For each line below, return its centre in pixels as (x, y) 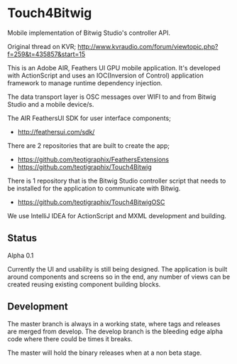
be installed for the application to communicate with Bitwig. (94, 188)
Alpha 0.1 (21, 255)
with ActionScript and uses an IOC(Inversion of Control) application (105, 75)
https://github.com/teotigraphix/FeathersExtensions (93, 159)
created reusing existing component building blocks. (84, 284)
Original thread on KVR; (42, 46)
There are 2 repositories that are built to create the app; (89, 145)
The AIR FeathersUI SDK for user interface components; (89, 118)
